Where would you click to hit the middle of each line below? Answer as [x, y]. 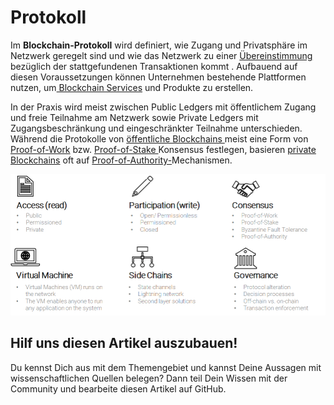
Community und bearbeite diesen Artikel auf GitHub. [118, 388]
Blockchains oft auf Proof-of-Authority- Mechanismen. [121, 160]
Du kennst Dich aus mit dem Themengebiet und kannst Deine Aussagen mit [166, 367]
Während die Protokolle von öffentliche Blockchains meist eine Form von [159, 138]
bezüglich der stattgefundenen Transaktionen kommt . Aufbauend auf [154, 66]
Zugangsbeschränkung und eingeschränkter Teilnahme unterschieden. [156, 128]
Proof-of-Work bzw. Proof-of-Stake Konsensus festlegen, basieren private [163, 149]
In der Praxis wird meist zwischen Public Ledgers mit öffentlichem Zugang [163, 107]
